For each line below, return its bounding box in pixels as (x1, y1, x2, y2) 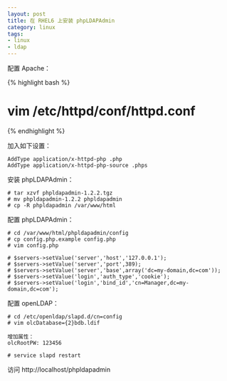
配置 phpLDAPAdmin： (7, 215, 74, 224)
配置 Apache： (7, 64, 51, 72)
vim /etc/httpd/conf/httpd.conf (7, 103, 196, 120)
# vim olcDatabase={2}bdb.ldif (7, 319, 100, 326)
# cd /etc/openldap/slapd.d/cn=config (7, 313, 122, 320)
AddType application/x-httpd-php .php (7, 155, 122, 162)
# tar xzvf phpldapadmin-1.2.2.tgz (7, 189, 113, 197)
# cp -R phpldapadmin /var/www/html (7, 202, 116, 209)
